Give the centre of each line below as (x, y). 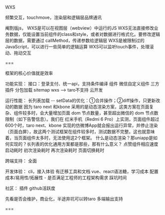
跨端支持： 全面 (21, 161)
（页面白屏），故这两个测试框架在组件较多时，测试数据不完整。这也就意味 (80, 132)
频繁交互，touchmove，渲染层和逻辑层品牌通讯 (54, 17)
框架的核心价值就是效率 (29, 73)
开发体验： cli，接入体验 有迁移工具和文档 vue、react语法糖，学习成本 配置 (82, 171)
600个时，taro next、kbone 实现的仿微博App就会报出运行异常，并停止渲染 (82, 125)
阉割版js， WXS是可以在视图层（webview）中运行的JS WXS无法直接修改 (80, 28)
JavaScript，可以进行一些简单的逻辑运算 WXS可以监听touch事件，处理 (77, 47)
